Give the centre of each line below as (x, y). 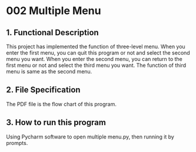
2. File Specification (43, 90)
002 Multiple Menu (54, 11)
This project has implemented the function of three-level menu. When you (96, 46)
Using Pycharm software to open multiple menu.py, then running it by (90, 137)
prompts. (17, 143)
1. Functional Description (52, 33)
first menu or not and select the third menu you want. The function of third (96, 65)
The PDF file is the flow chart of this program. (61, 104)
